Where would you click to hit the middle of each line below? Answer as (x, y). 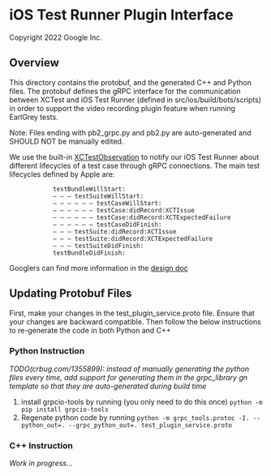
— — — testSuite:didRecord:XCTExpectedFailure (133, 238)
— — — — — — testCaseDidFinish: (107, 225)
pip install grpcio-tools (65, 410)
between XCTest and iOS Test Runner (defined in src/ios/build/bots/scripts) (135, 100)
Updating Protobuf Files (71, 294)
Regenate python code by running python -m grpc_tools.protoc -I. (135, 417)
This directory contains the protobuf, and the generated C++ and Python (131, 82)
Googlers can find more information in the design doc (99, 268)
